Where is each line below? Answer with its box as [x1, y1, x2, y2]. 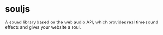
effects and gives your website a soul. [5, 24, 81, 30]
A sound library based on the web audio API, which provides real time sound [5, 19, 159, 25]
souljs [5, 3, 30, 14]
